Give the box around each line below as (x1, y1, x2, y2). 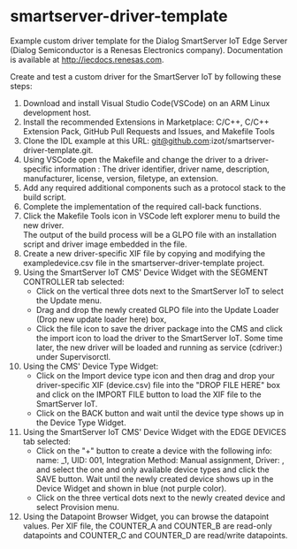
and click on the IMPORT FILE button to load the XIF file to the (35, 389, 262, 400)
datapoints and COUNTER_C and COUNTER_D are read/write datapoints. (22, 530, 288, 540)
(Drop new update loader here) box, (35, 314, 167, 324)
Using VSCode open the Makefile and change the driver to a (22, 154, 242, 164)
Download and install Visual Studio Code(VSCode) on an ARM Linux (22, 97, 270, 108)
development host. (22, 107, 92, 118)
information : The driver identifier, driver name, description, (53, 164, 270, 174)
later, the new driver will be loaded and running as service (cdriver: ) (35, 342, 283, 353)
